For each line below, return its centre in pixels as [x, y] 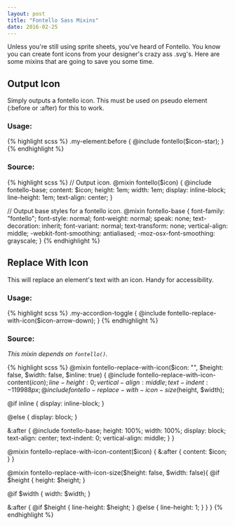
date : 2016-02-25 [33, 27]
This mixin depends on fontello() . [58, 354]
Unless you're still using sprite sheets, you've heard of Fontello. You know [114, 47]
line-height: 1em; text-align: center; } [60, 197]
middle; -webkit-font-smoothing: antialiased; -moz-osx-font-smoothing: [111, 233]
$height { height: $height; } [46, 480]
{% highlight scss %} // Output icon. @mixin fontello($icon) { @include [109, 182]
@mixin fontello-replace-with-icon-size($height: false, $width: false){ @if [114, 473]
